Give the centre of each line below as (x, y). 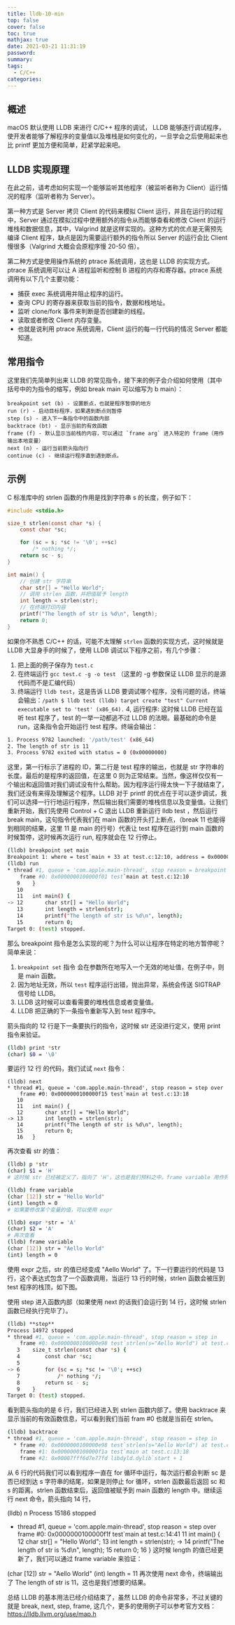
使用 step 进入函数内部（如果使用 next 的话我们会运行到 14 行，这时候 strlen (117, 1302)
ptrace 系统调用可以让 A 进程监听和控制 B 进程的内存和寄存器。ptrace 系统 (115, 270)
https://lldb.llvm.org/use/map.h (52, 1614)
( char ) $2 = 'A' (31, 1229)
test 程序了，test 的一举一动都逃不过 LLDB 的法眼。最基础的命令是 (121, 718)
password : (22, 53)
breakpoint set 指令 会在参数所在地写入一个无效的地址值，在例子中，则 (121, 967)
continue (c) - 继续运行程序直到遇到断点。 (65, 456)
